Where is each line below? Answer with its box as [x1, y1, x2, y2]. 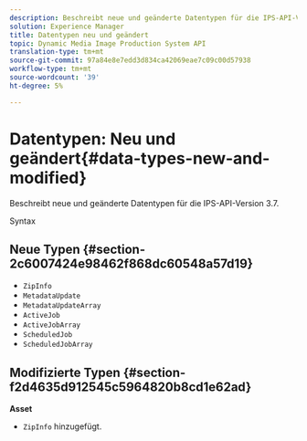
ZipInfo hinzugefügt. [22, 421, 102, 432]
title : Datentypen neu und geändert [9, 30, 149, 39]
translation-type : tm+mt [9, 47, 104, 57]
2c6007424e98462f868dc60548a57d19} [9, 256, 254, 271]
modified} [9, 167, 87, 188]
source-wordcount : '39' [9, 73, 101, 82]
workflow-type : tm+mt [9, 65, 92, 74]
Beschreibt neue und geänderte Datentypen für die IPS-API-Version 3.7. [9, 197, 280, 208]
